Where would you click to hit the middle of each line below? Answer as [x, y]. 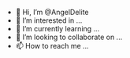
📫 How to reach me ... [52, 46]
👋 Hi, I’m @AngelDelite [52, 12]
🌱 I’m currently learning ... [58, 29]
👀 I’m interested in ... [49, 20]
